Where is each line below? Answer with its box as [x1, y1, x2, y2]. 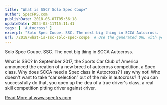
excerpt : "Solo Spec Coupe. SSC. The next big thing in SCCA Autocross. [5, 30, 159, 35]
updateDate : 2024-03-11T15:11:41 [5, 21, 75, 26]
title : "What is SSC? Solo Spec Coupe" [5, 7, 88, 12]
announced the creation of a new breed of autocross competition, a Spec [5, 63, 156, 70]
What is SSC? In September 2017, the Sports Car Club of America [5, 58, 139, 64]
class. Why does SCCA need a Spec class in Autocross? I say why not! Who [5, 69, 161, 75]
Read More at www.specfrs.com [5, 94, 72, 100]
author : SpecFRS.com [5, 12, 48, 17]
